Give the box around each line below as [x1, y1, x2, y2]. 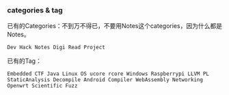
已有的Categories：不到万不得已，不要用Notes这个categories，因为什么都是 [7, 22, 222, 30]
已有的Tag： [7, 57, 42, 65]
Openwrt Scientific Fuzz [7, 83, 78, 90]
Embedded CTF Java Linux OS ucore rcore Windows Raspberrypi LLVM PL [7, 70, 210, 77]
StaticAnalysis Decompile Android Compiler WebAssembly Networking [7, 77, 204, 83]
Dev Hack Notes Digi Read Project [7, 44, 106, 51]
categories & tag [7, 5, 63, 15]
